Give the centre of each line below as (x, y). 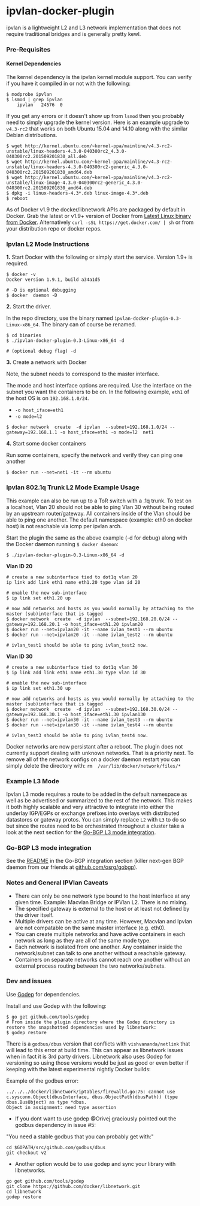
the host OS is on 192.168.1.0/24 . (48, 398)
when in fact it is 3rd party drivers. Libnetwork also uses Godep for (89, 1056)
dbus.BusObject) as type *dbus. (46, 1102)
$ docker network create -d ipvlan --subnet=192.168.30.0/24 (88, 709)
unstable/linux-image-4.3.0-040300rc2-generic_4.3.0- (75, 183)
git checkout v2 (26, 1153)
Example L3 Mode (33, 781)
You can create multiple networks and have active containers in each (100, 934)
